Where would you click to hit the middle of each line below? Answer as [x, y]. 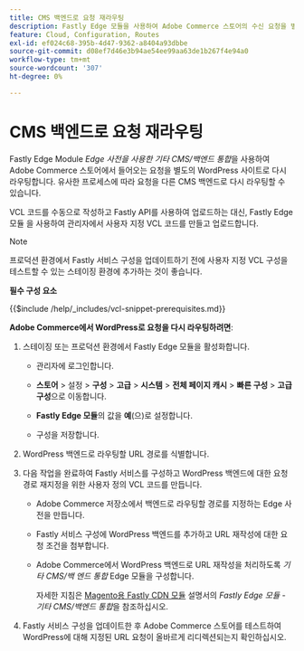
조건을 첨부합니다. [77, 545]
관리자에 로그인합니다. [75, 365]
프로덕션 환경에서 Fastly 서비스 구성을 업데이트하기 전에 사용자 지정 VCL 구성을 [149, 259]
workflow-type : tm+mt [50, 60]
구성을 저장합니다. [67, 434]
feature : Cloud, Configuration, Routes [85, 34]
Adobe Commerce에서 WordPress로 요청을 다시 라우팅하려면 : [121, 327]
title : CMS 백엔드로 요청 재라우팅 [67, 18]
